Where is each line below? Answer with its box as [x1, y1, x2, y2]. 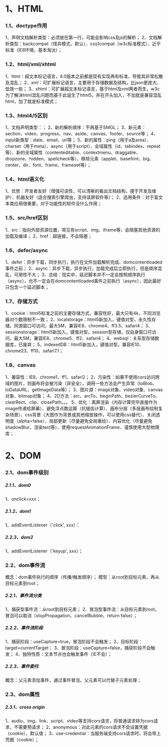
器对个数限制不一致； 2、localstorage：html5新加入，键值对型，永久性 [5, 316, 152, 322]
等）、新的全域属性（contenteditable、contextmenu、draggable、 [5, 149, 141, 155]
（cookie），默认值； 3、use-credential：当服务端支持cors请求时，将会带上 [5, 730, 161, 736]
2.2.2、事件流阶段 [5, 625, 43, 631]
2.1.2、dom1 [5, 508, 31, 514]
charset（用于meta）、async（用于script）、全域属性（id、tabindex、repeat [5, 143, 160, 149]
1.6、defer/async [5, 247, 48, 254]
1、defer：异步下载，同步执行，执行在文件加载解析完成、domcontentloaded [5, 259, 163, 265]
